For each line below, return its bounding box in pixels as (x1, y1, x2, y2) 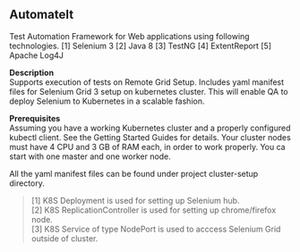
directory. (9, 178, 45, 189)
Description (9, 67, 55, 78)
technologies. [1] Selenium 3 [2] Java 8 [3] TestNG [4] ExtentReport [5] (9, 40, 271, 51)
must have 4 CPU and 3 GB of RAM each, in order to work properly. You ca (9, 141, 286, 152)
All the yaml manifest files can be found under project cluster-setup (9, 168, 259, 179)
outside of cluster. (30, 232, 99, 244)
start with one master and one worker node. (9, 151, 172, 162)
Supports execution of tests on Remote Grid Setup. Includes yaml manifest (9, 76, 285, 88)
